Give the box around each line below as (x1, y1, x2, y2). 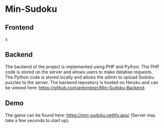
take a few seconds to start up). (5, 117, 70, 123)
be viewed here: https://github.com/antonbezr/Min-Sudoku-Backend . (5, 85, 146, 90)
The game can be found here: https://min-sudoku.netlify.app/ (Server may (5, 112, 156, 118)
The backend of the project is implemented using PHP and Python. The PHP (5, 63, 160, 70)
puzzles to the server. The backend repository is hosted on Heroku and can (5, 79, 159, 85)
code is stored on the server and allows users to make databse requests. (5, 69, 153, 75)
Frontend (5, 23, 34, 32)
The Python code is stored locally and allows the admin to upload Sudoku (5, 74, 154, 80)
